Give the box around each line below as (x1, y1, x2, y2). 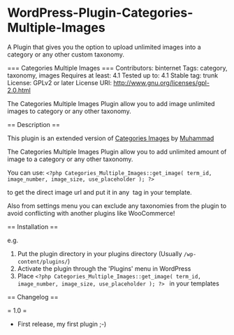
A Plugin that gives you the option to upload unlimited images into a (7, 43, 201, 51)
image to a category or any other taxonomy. (7, 155, 133, 163)
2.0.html (7, 86, 31, 94)
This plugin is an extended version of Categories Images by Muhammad (7, 134, 214, 142)
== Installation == (7, 222, 59, 231)
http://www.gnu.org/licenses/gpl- (113, 78, 210, 87)
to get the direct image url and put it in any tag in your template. (7, 188, 192, 196)
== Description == (7, 120, 61, 128)
